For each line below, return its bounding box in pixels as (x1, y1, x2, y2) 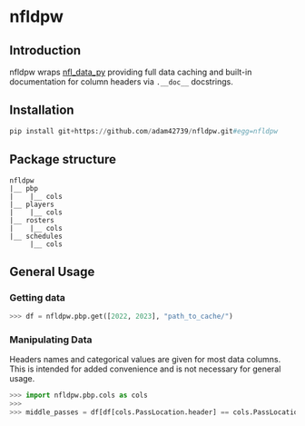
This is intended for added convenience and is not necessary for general (9, 363, 281, 374)
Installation (9, 103, 74, 118)
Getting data (9, 291, 66, 303)
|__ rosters (9, 215, 54, 224)
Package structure (9, 152, 116, 167)
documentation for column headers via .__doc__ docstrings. (9, 76, 233, 87)
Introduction (9, 43, 82, 58)
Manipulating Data (9, 333, 93, 346)
